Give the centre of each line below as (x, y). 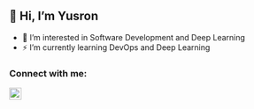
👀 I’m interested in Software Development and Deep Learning (134, 37)
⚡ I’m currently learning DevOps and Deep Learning (116, 47)
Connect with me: (48, 73)
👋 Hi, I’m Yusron (54, 16)
